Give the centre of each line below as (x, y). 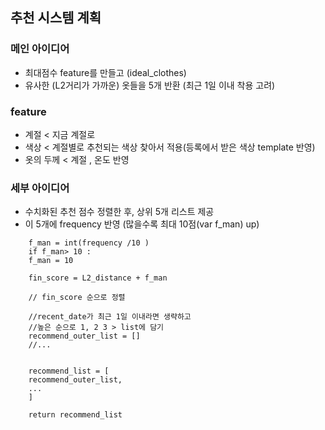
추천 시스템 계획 (56, 18)
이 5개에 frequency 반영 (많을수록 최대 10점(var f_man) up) (142, 224)
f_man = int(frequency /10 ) (89, 243)
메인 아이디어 (40, 49)
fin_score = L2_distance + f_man (98, 278)
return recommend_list (75, 415)
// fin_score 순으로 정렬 (77, 298)
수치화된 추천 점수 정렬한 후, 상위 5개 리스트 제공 (119, 212)
